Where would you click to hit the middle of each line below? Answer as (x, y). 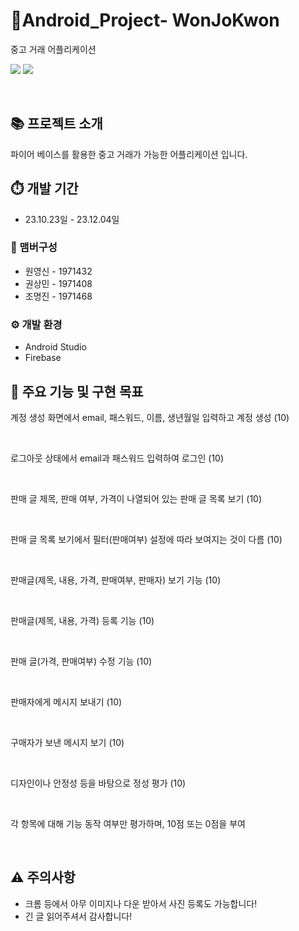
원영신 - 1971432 (58, 271)
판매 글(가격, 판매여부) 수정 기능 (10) (81, 661)
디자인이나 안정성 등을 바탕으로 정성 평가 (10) (98, 783)
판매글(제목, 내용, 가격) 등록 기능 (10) (82, 620)
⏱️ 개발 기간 (44, 189)
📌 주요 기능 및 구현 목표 (77, 391)
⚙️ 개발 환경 (36, 324)
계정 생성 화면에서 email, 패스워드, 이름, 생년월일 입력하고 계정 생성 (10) (150, 417)
